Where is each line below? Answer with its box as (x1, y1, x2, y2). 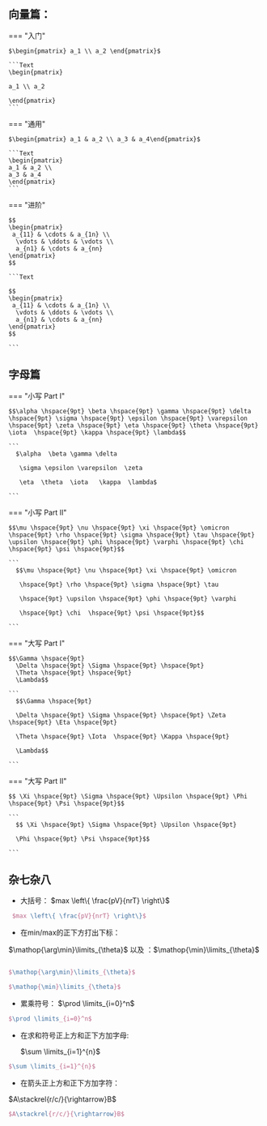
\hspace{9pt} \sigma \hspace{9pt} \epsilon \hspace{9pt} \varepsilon (8, 414, 248, 422)
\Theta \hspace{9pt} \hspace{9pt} (15, 668, 132, 677)
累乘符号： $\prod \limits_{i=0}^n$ (19, 999, 135, 1008)
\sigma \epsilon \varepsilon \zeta (19, 464, 143, 472)
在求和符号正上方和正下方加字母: (19, 1030, 129, 1040)
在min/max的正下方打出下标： (19, 927, 121, 938)
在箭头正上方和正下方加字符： (19, 1077, 120, 1088)
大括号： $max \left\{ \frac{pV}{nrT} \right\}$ (19, 896, 170, 906)
